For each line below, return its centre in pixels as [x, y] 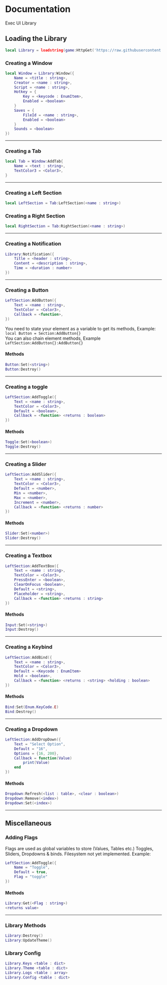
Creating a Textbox [29, 556]
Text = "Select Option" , [40, 744]
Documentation [38, 9]
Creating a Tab [23, 151]
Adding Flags [22, 838]
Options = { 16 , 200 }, [36, 753]
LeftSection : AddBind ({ [29, 657]
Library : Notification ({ [30, 254]
